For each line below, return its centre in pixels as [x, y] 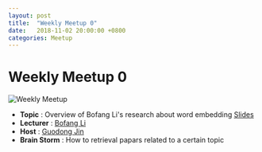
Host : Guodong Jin [52, 131]
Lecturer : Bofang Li [52, 123]
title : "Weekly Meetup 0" [53, 23]
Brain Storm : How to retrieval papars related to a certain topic [122, 140]
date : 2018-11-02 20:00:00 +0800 [67, 30]
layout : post [30, 16]
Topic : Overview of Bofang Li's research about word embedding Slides [137, 115]
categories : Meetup [40, 38]
